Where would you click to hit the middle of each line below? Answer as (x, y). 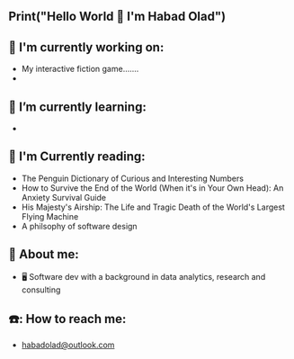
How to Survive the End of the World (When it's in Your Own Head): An (152, 188)
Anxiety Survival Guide (64, 197)
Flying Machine (50, 216)
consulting (41, 290)
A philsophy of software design (79, 226)
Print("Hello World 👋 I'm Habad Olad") (117, 17)
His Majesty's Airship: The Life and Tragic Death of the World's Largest (153, 207)
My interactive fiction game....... (80, 69)
